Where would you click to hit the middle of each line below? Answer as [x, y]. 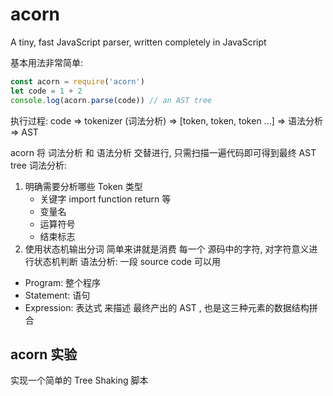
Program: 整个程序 [63, 282]
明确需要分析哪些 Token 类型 [83, 186]
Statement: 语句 [57, 295]
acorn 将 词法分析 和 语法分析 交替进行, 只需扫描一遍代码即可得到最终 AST [163, 152]
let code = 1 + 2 [46, 91]
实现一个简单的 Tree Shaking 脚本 [79, 380]
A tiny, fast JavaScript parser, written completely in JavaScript [138, 42]
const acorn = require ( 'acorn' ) [77, 81]
